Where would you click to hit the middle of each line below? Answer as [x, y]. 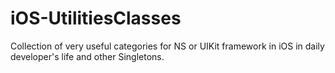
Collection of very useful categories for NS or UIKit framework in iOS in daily [167, 46]
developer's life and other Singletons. [87, 56]
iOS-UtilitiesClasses [96, 18]
